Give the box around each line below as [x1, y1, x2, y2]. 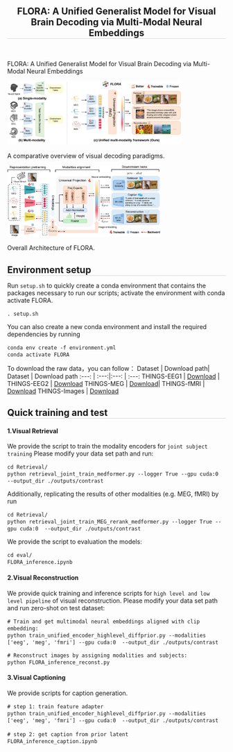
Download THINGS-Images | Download [7, 387, 119, 395]
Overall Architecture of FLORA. [7, 244, 95, 252]
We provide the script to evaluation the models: [7, 537, 142, 546]
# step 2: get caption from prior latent [7, 730, 129, 738]
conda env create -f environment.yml [7, 344, 116, 351]
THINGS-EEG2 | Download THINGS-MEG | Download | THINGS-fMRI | [7, 379, 205, 387]
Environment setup [7, 264, 92, 276]
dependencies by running [7, 330, 81, 338]
